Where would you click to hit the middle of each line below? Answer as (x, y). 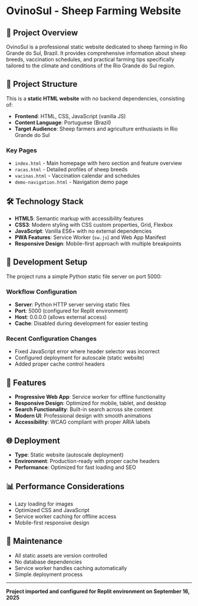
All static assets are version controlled (61, 555)
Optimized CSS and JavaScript (52, 510)
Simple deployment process (49, 574)
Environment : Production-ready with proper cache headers (87, 461)
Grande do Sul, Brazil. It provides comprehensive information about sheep (96, 53)
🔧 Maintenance (34, 541)
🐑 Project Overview (42, 33)
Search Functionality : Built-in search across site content (84, 409)
